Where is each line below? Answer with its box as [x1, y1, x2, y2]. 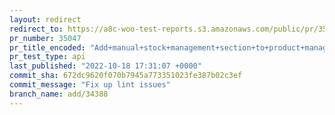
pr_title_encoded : [9, 42, 86, 53]
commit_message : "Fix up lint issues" [9, 80, 171, 90]
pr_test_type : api [9, 52, 86, 62]
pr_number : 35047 [9, 33, 82, 43]
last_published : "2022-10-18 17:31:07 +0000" [9, 61, 202, 71]
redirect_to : [9, 24, 64, 34]
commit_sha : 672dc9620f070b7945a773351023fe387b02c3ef [9, 71, 243, 81]
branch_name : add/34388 [9, 89, 109, 99]
